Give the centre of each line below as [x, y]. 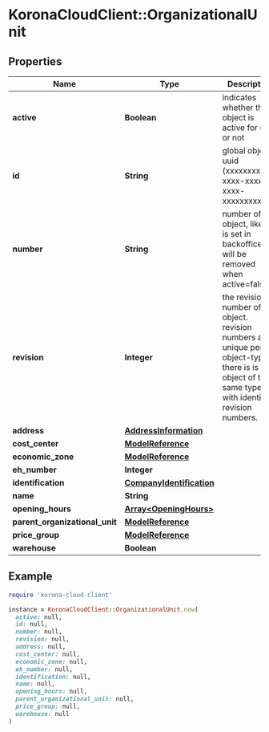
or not [233, 138]
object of [239, 377]
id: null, [32, 624]
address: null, [41, 647]
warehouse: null [42, 714]
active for [240, 128]
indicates [239, 98]
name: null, [36, 684]
